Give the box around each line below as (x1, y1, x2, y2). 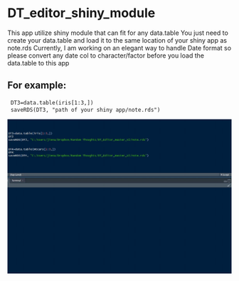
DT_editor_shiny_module (7, 5, 156, 21)
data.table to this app (7, 58, 70, 67)
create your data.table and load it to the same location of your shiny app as (7, 36, 228, 44)
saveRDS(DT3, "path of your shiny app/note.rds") (10, 106, 161, 113)
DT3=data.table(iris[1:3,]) (10, 99, 94, 106)
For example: (7, 80, 67, 92)
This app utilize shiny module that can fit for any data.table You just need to (7, 28, 229, 37)
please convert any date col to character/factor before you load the (7, 51, 205, 60)
